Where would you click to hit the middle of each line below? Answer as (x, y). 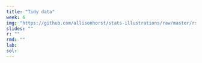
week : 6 (16, 17)
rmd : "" (16, 40)
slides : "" (20, 28)
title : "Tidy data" (31, 12)
